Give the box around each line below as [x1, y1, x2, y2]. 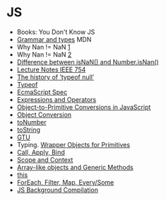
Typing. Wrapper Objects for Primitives [16, 140, 131, 149]
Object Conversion [16, 110, 72, 119]
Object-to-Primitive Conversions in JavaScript [16, 103, 151, 111]
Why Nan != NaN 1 [16, 42, 71, 51]
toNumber [16, 117, 47, 126]
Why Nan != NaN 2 [16, 50, 72, 59]
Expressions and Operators [16, 95, 97, 103]
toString [16, 125, 40, 134]
